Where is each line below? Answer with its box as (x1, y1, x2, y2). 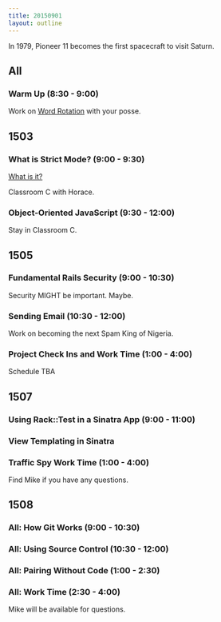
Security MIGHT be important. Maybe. (8, 290, 134, 300)
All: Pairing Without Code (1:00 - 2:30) (8, 565, 160, 576)
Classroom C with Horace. (8, 187, 95, 197)
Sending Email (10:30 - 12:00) (8, 310, 126, 321)
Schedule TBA (8, 367, 56, 377)
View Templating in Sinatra (8, 435, 115, 446)
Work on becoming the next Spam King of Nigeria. (8, 329, 174, 338)
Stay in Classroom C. (8, 225, 77, 235)
